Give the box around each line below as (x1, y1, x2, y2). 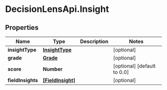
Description (80, 38, 108, 45)
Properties (5, 23, 39, 32)
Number (43, 66, 63, 73)
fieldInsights (7, 77, 38, 84)
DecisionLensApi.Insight (5, 3, 109, 15)
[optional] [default (113, 63, 156, 69)
